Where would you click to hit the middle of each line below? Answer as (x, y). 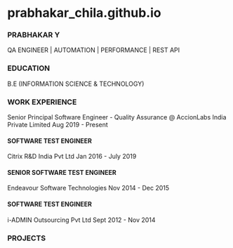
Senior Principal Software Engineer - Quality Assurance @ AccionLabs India (117, 117)
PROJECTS (27, 238)
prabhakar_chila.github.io (84, 13)
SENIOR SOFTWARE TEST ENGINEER (62, 172)
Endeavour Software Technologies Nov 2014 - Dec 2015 (88, 188)
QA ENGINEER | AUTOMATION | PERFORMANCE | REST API (94, 50)
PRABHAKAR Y (34, 35)
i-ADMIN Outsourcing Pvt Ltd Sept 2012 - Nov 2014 (81, 220)
